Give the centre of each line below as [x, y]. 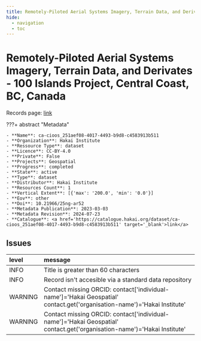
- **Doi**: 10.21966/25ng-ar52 [45, 204]
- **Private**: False [33, 156]
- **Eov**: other [28, 198]
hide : [13, 17]
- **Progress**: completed [40, 167]
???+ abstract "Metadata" [38, 125]
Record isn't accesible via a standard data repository [118, 280]
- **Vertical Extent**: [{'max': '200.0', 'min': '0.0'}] [80, 193]
